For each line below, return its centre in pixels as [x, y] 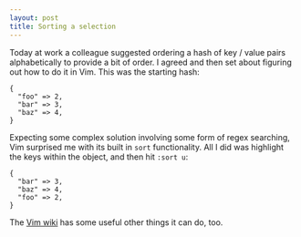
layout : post [34, 18]
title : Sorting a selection [63, 26]
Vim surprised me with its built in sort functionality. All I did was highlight [147, 147]
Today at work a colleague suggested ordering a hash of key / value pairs [147, 52]
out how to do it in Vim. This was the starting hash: [105, 72]
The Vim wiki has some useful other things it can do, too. [116, 222]
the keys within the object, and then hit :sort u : [99, 157]
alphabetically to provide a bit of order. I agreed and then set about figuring [150, 62]
